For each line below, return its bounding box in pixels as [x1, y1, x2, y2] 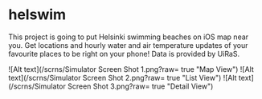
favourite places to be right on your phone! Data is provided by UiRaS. [8, 49, 239, 58]
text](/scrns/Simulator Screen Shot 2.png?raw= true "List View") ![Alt [8, 73, 237, 82]
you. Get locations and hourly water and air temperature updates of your [8, 40, 248, 49]
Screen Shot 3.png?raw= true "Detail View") [67, 81, 214, 91]
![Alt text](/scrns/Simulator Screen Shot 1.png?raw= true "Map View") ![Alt [8, 64, 255, 73]
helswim [8, 6, 67, 24]
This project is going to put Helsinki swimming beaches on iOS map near [8, 32, 249, 42]
